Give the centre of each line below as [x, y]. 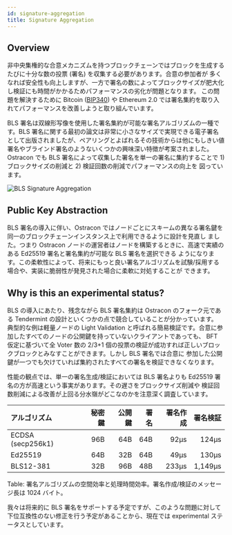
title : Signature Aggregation [51, 20]
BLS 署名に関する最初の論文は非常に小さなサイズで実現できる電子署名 [118, 132]
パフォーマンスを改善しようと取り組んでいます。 [88, 108]
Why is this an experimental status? [86, 293]
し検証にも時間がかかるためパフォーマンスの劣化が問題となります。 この [110, 91]
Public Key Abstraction [58, 210]
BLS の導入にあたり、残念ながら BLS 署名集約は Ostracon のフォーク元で [111, 310]
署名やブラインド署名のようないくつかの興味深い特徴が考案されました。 [110, 149]
